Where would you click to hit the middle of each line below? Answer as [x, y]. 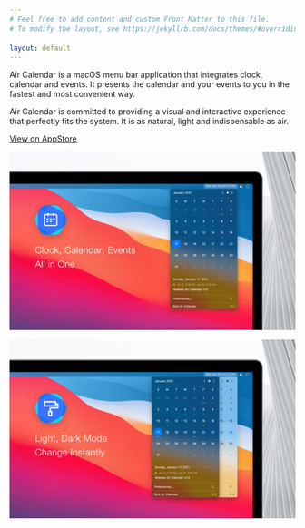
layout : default [40, 48]
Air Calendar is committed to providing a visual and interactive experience [148, 112]
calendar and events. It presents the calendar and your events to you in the [150, 84]
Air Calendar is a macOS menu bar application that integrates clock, [136, 75]
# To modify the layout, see [64, 29]
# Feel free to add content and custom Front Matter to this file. [140, 19]
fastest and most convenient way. [73, 94]
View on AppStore [43, 139]
